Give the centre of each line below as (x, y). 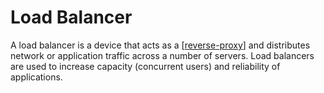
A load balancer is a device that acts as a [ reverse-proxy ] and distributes (160, 45)
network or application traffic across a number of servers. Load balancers (162, 55)
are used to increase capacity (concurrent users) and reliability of (145, 66)
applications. (36, 77)
